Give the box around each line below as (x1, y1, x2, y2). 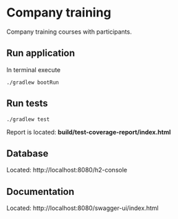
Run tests (6, 97, 48, 109)
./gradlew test (6, 115, 50, 123)
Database (6, 148, 49, 159)
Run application (6, 47, 76, 59)
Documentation (6, 185, 75, 197)
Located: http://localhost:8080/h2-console (6, 166, 128, 174)
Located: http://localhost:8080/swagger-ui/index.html (6, 204, 159, 212)
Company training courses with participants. (6, 27, 132, 36)
